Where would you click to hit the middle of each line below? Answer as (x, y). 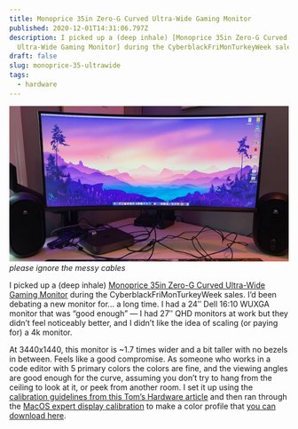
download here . (38, 416)
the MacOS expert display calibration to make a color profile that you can (143, 406)
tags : (19, 75)
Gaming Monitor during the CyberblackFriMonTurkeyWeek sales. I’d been (143, 295)
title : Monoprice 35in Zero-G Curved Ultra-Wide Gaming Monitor (130, 19)
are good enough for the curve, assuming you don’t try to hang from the (141, 378)
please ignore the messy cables (67, 268)
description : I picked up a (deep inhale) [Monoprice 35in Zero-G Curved (149, 37)
